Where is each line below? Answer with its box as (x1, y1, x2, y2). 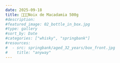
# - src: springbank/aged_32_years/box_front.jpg (5, 45, 115, 50)
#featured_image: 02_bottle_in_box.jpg (5, 21, 90, 27)
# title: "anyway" (5, 50, 52, 55)
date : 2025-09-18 (5, 7, 42, 13)
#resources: (5, 41, 31, 46)
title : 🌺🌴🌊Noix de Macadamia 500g (5, 12, 79, 17)
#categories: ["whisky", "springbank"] (5, 36, 90, 41)
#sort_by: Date (5, 31, 38, 36)
